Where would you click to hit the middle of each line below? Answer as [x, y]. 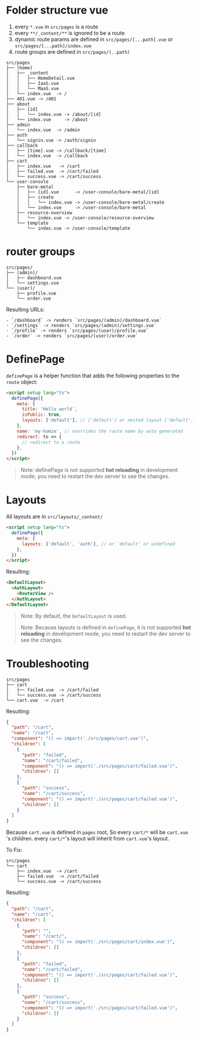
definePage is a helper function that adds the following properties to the [93, 376]
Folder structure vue [57, 10]
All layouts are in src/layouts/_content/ [55, 517]
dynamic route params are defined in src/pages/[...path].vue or [94, 39]
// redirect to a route [51, 442]
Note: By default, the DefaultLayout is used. [74, 616]
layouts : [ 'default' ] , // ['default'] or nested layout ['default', [108, 421]
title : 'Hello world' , [49, 409]
